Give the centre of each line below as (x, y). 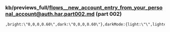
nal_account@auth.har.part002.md (50, 14)
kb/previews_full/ (27, 8)
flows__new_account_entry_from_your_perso (106, 8)
